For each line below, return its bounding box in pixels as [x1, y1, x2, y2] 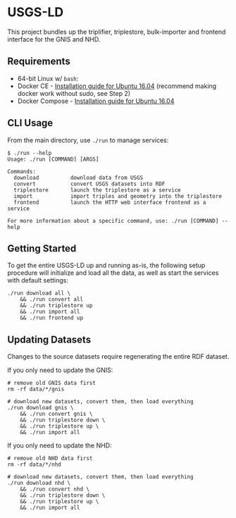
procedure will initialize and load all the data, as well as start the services [7, 269, 219, 277]
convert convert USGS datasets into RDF [13, 180, 166, 187]
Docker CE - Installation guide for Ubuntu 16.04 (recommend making [17, 82, 217, 90]
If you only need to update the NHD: [7, 441, 112, 450]
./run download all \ [7, 290, 71, 297]
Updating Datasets [7, 333, 92, 345]
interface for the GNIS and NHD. [7, 35, 101, 43]
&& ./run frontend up [20, 314, 83, 321]
